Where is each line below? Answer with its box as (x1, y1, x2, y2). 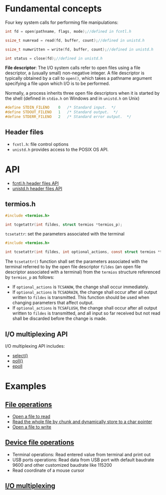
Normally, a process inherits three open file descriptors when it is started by (5, 90, 160, 96)
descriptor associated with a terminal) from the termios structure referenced (5, 269, 161, 275)
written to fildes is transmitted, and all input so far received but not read (12, 310, 161, 316)
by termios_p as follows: (5, 274, 54, 280)
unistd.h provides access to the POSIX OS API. (12, 146, 109, 152)
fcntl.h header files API (12, 180, 59, 186)
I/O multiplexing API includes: (5, 343, 65, 349)
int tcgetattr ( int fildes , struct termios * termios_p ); (5, 222, 123, 227)
